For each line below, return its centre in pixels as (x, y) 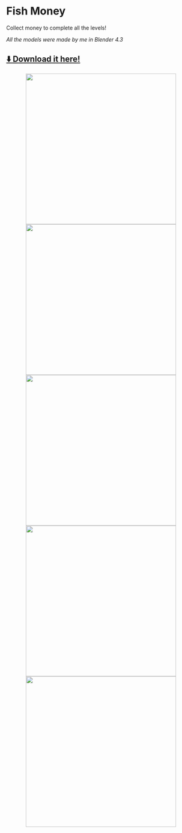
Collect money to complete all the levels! (56, 28)
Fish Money (36, 11)
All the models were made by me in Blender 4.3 (65, 39)
